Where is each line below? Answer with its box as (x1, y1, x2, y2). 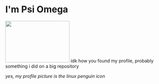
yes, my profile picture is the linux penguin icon (5, 73, 105, 79)
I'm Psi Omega (5, 4, 68, 15)
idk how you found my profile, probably (70, 57, 154, 64)
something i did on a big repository (5, 63, 79, 69)
